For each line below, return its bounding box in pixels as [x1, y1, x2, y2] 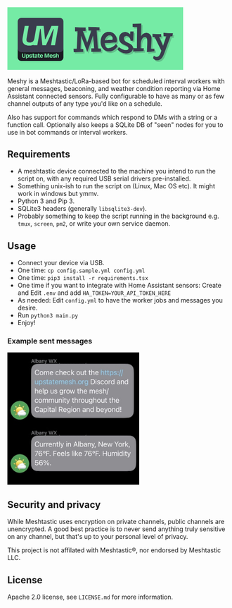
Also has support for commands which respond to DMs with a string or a [7, 113, 218, 121]
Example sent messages [7, 336, 93, 346]
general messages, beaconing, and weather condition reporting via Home [7, 84, 221, 92]
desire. [17, 303, 38, 312]
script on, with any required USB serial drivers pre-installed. [17, 174, 191, 183]
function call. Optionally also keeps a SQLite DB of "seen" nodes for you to [7, 120, 224, 129]
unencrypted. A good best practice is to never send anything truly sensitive [7, 525, 226, 533]
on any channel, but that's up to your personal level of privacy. [7, 533, 188, 541]
